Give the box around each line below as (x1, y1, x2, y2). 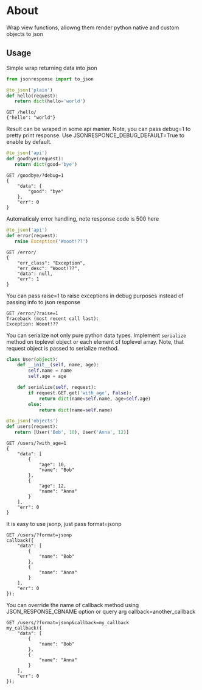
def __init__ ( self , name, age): (17, 362, 99, 368)
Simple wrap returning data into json (6, 64, 97, 71)
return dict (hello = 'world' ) (14, 98, 86, 104)
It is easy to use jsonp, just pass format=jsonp (6, 521, 122, 527)
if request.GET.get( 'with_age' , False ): (28, 389, 132, 396)
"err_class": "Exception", (17, 260, 86, 266)
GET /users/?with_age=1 (6, 440, 67, 446)
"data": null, (17, 271, 53, 277)
